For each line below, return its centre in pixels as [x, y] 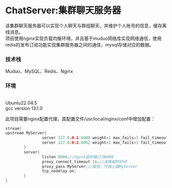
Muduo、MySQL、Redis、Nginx [39, 72]
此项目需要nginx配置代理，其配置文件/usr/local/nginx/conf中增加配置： [80, 119]
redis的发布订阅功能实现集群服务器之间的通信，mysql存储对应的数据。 [80, 44]
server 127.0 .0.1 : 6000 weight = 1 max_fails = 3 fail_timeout [105, 138]
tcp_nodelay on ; [59, 171]
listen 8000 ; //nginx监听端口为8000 [78, 157]
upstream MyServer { [26, 133]
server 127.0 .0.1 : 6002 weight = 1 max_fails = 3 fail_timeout [105, 143]
